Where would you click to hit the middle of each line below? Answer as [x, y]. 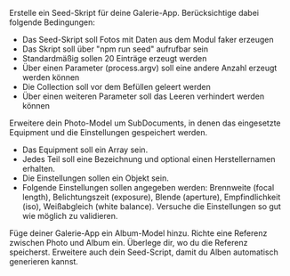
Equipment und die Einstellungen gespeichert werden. [109, 132]
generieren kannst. [44, 261]
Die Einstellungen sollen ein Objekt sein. [95, 178]
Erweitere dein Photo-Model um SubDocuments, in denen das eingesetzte [145, 123]
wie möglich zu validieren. [70, 216]
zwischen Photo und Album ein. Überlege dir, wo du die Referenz [129, 243]
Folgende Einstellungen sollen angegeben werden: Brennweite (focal [148, 187]
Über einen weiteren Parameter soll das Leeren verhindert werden [143, 96]
